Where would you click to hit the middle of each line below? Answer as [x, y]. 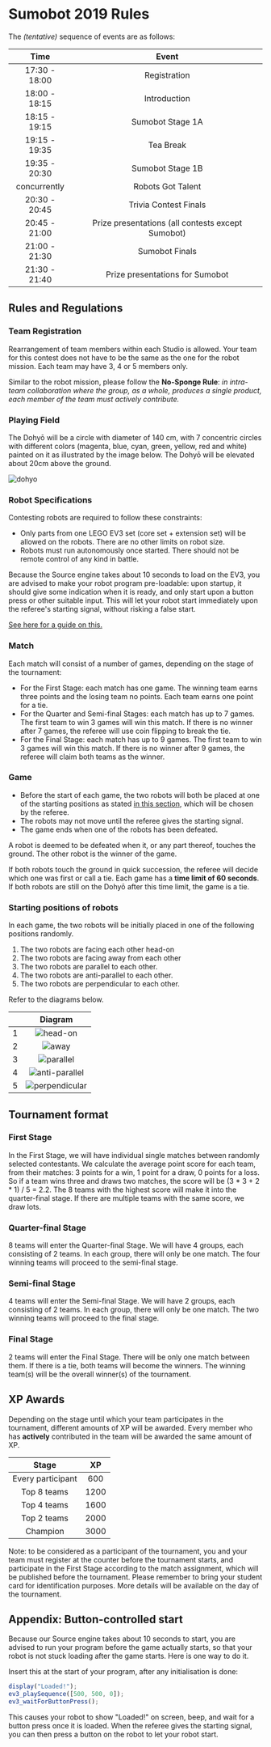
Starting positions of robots [63, 907]
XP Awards [37, 1399]
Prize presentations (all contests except [167, 223]
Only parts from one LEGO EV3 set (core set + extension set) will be [133, 533]
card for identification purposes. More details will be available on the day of [134, 1585]
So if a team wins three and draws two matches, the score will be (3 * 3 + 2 [134, 1181]
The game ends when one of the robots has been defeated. [119, 829]
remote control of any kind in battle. [79, 559]
